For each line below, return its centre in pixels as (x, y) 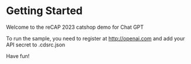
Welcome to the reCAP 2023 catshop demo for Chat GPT (75, 27)
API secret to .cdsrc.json (36, 45)
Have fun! (18, 56)
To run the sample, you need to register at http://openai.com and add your (95, 38)
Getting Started (45, 11)
